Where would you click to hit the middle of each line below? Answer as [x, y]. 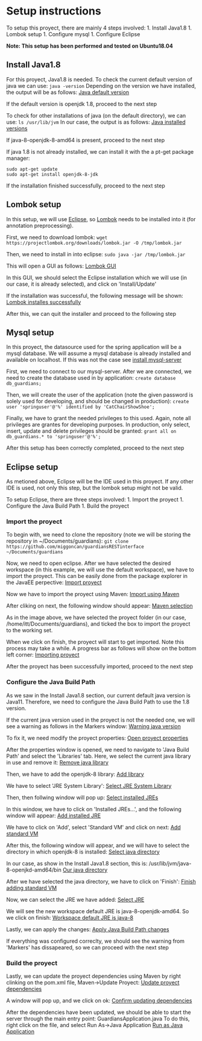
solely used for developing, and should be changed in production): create [98, 401]
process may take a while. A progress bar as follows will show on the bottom [101, 649]
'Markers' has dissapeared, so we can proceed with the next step [87, 947]
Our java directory [85, 870]
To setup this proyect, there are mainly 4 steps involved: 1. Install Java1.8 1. [99, 28]
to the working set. [30, 631]
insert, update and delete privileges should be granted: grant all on [91, 431]
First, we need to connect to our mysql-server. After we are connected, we [99, 371]
